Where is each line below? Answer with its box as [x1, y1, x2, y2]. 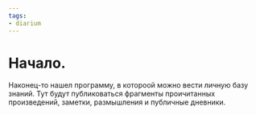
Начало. [8, 54, 66, 72]
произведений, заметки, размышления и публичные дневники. [8, 97, 226, 107]
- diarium [8, 19, 42, 27]
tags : [8, 11, 27, 20]
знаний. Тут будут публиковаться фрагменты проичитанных [8, 89, 216, 99]
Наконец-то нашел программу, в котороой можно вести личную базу [8, 80, 249, 90]
